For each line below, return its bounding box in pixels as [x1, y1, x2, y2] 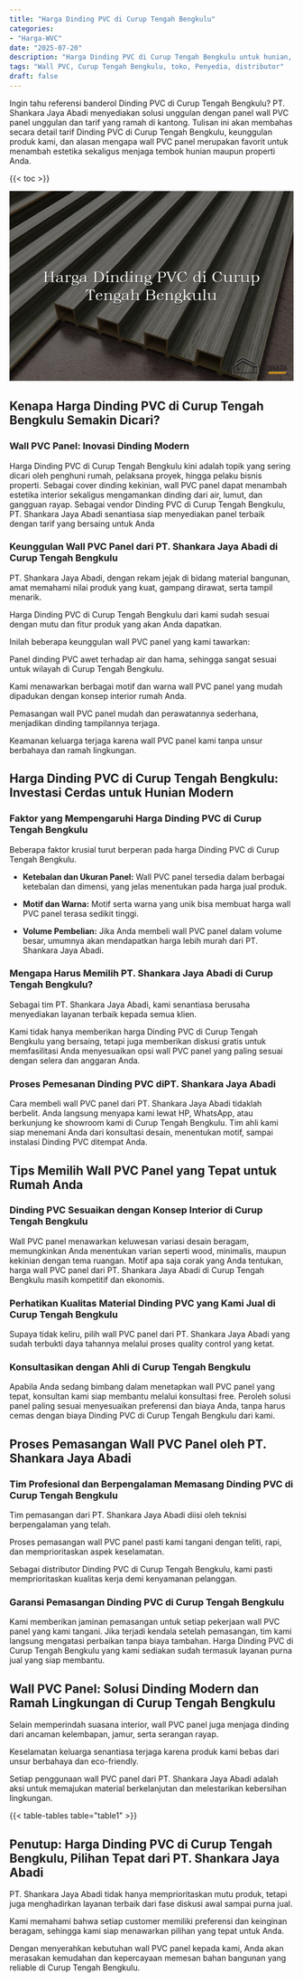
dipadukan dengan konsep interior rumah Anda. [9, 690, 187, 701]
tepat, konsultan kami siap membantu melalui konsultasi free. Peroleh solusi [9, 1391, 291, 1402]
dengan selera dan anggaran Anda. [9, 1054, 141, 1066]
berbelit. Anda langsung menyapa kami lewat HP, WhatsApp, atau [9, 1108, 254, 1118]
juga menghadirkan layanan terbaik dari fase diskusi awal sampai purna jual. [9, 1899, 293, 1910]
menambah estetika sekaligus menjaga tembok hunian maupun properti [9, 146, 276, 156]
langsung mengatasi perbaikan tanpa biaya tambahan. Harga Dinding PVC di [9, 1636, 294, 1647]
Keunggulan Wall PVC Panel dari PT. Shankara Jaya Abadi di [9, 541, 279, 553]
